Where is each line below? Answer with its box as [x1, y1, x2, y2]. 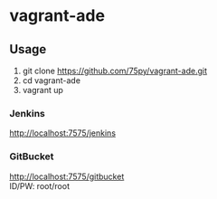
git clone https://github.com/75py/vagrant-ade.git [22, 65, 208, 76]
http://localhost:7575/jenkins [9, 128, 116, 138]
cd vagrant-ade [22, 75, 81, 86]
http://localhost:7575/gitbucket [9, 171, 125, 182]
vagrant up [22, 85, 63, 95]
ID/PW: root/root [9, 180, 71, 191]
